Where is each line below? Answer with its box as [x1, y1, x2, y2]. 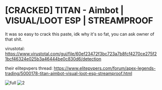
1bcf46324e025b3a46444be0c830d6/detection [5, 56, 102, 61]
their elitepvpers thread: [5, 65, 53, 71]
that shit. [5, 36, 23, 42]
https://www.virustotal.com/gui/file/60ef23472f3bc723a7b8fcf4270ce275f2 [5, 51, 157, 57]
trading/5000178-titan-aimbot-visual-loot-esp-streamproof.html [5, 70, 133, 76]
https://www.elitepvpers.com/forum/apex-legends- [54, 65, 156, 71]
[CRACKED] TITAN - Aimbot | [5, 5, 124, 16]
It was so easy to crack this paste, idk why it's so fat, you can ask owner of [5, 31, 155, 37]
